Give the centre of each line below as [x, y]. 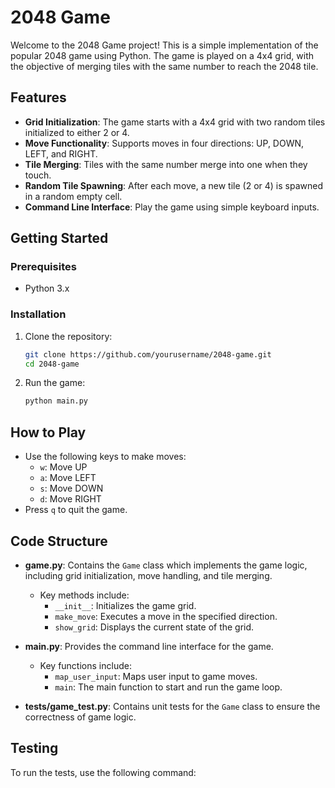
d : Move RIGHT [70, 499]
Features [38, 97]
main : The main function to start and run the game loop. [168, 687]
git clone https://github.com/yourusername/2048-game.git [148, 354]
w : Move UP [63, 467]
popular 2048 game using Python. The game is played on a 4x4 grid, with [162, 55]
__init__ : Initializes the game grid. [125, 605]
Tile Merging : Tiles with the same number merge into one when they [166, 164]
